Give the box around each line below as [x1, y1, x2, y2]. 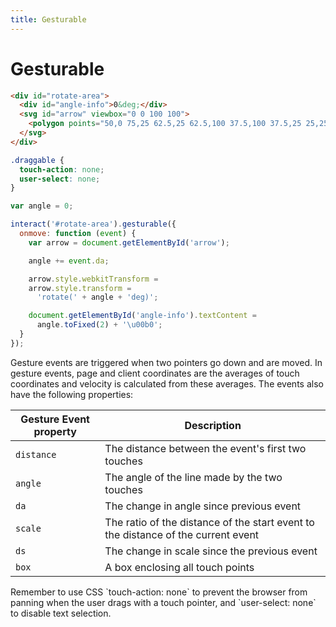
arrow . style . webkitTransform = [28, 274, 159, 284]
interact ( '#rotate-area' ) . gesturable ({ [10, 219, 177, 230]
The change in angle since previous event [104, 499, 302, 513]
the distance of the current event [104, 527, 260, 541]
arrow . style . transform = [28, 283, 132, 293]
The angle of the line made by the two [104, 470, 283, 484]
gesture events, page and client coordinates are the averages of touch [10, 367, 300, 379]
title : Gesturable [10, 14, 87, 25]
